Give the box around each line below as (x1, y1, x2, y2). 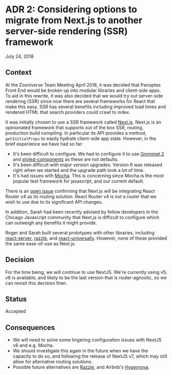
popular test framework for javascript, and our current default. (12, 178, 145, 184)
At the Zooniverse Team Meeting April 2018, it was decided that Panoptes (5, 82, 161, 88)
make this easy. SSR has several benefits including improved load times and (5, 104, 166, 110)
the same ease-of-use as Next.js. (5, 240, 76, 247)
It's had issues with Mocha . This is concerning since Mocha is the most (12, 172, 164, 179)
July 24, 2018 (5, 53, 34, 60)
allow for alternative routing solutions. (12, 359, 93, 365)
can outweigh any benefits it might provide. (5, 220, 98, 226)
